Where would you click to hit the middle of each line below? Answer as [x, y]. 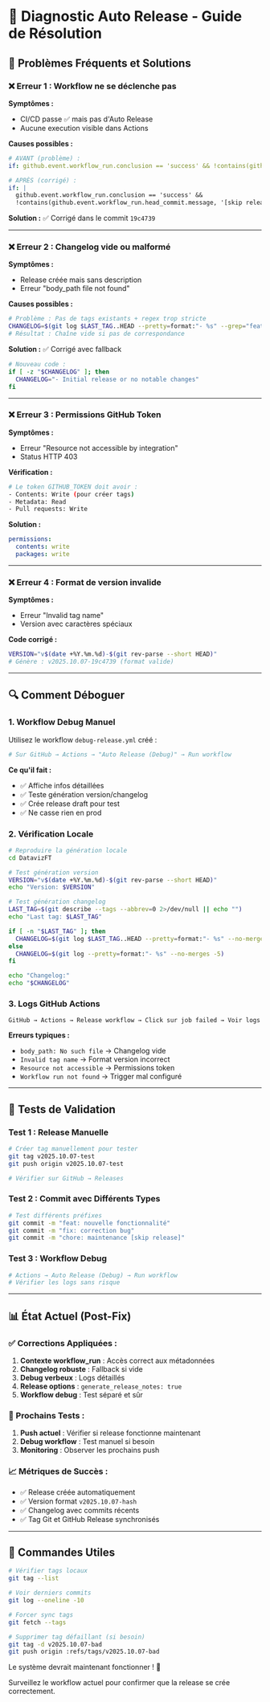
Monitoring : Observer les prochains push [90, 1450]
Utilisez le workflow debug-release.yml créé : [83, 739]
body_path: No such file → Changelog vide [93, 1051]
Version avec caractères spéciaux [76, 624]
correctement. [32, 1692]
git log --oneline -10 [46, 1601]
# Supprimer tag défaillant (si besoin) [77, 1637]
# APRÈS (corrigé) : [43, 180]
